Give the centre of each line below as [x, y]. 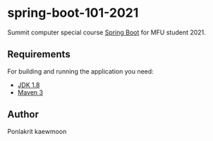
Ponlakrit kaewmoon [37, 131]
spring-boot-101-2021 [73, 13]
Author [23, 115]
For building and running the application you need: [80, 71]
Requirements [39, 54]
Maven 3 [30, 92]
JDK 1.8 [29, 85]
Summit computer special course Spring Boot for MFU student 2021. [107, 32]
